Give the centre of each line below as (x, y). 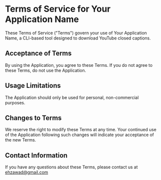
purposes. (15, 102)
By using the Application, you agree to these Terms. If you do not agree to (79, 65)
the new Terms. (21, 140)
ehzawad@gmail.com (27, 172)
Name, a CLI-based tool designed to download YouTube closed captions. (78, 38)
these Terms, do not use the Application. (46, 70)
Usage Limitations (33, 86)
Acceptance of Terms (38, 53)
